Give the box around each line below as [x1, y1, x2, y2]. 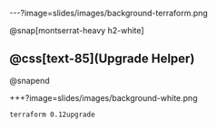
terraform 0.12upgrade [9, 110, 95, 119]
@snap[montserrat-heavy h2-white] [9, 25, 144, 35]
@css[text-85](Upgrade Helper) [9, 51, 195, 67]
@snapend [9, 75, 50, 86]
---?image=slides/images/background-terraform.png [9, 8, 209, 18]
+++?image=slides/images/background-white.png [9, 92, 198, 103]
